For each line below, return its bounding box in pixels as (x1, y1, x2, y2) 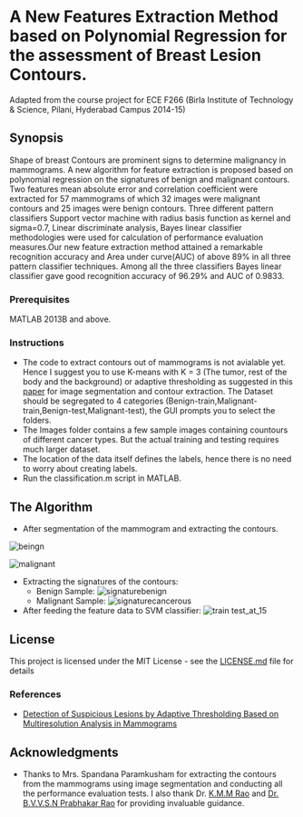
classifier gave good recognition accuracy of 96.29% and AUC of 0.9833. (9, 270, 285, 281)
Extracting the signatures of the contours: (22, 576, 179, 587)
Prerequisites (9, 293, 70, 305)
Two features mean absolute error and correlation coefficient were (9, 184, 259, 194)
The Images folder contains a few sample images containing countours (22, 424, 288, 435)
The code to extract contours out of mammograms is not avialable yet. (22, 357, 286, 368)
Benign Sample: (35, 586, 95, 597)
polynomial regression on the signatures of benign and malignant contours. (9, 174, 290, 184)
